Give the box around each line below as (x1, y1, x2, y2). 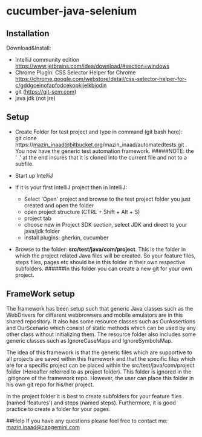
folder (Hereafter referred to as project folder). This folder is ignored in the (6, 367, 192, 375)
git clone (15, 134, 37, 141)
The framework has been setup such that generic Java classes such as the (6, 305, 194, 312)
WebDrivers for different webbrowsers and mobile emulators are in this (6, 311, 183, 319)
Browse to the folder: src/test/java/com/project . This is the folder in (15, 245, 186, 253)
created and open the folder (24, 201, 94, 209)
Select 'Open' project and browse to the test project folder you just (24, 195, 191, 202)
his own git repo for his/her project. (6, 381, 94, 388)
